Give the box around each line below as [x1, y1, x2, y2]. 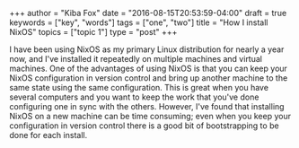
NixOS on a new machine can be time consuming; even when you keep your [9, 111, 292, 121]
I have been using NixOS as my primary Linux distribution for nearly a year [9, 44, 285, 55]
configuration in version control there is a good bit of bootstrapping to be [9, 120, 280, 131]
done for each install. [9, 130, 88, 140]
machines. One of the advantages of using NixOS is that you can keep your [9, 63, 287, 74]
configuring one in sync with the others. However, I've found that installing [9, 101, 285, 111]
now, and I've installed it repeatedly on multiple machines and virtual [9, 54, 263, 64]
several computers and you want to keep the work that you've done [9, 91, 259, 102]
